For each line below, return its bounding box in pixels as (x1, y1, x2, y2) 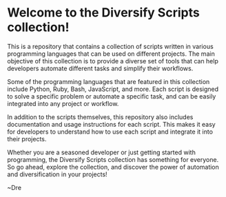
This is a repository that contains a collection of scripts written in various (7, 42, 214, 50)
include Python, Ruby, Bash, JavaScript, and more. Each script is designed (7, 85, 219, 93)
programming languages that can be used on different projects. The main (7, 50, 215, 58)
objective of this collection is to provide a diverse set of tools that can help (7, 56, 218, 65)
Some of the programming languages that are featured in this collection (7, 77, 210, 85)
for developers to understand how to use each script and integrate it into (7, 127, 214, 136)
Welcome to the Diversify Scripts (7, 5, 200, 21)
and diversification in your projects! (7, 170, 108, 178)
